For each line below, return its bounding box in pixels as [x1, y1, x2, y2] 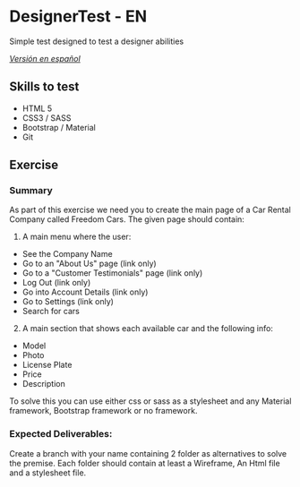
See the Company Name [21, 249, 114, 260]
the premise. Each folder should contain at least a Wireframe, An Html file [9, 457, 280, 468]
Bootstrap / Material [21, 122, 96, 132]
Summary [9, 184, 54, 197]
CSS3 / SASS [21, 112, 72, 123]
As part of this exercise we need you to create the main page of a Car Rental [9, 204, 291, 216]
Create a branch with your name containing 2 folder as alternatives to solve [9, 448, 287, 458]
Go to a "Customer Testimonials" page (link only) [21, 268, 203, 278]
